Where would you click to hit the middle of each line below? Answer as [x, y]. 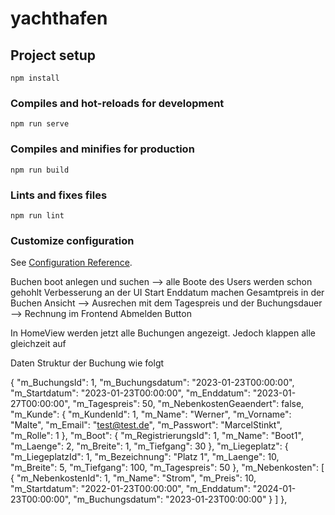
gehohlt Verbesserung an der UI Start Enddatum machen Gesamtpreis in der [167, 293]
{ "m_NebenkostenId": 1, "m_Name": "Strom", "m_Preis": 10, [133, 478]
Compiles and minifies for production [102, 149]
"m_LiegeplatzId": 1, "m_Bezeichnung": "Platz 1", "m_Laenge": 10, [145, 457]
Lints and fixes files [59, 195]
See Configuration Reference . [71, 263]
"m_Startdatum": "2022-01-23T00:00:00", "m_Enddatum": [130, 489]
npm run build [40, 170]
